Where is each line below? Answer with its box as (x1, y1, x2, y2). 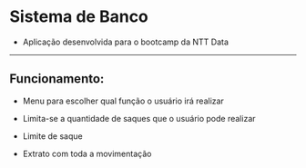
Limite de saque (22, 130, 84, 142)
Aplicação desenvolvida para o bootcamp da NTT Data (22, 36, 229, 47)
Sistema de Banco (9, 6, 148, 27)
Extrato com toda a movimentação (22, 148, 152, 159)
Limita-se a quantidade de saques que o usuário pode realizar (22, 113, 257, 124)
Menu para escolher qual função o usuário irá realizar (22, 95, 225, 106)
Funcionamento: (9, 71, 105, 87)
